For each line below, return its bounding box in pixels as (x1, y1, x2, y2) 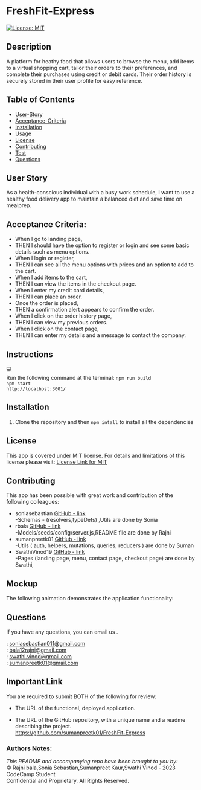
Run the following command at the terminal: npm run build (6, 374, 152, 381)
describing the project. (14, 722, 72, 730)
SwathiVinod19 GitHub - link (14, 548, 85, 556)
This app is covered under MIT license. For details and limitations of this (6, 452, 185, 459)
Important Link (6, 676, 63, 687)
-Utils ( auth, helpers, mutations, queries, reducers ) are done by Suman (14, 542, 194, 549)
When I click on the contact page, (14, 325, 99, 333)
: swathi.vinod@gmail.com (6, 653, 72, 660)
